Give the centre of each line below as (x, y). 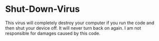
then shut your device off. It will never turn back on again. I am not (73, 28)
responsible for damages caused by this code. (53, 33)
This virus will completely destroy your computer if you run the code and (80, 23)
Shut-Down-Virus (43, 9)
